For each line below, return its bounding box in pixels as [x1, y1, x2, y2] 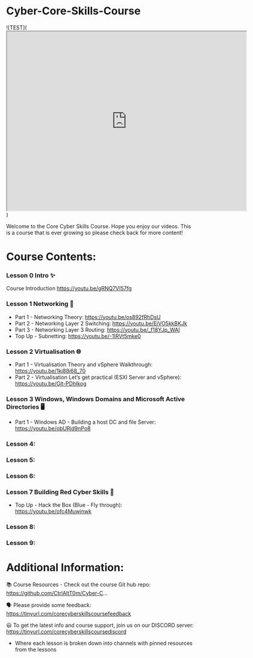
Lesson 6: [6, 472, 36, 481]
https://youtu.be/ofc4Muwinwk [14, 508, 92, 515]
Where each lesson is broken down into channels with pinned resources [14, 639, 193, 647]
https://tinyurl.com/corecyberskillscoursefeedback [6, 610, 132, 617]
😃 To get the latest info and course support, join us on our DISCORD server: [6, 622, 194, 629]
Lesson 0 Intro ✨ [6, 271, 56, 280]
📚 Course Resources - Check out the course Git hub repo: [6, 581, 151, 588]
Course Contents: [6, 250, 97, 264]
